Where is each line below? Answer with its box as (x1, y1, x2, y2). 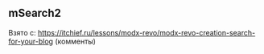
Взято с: (8, 27, 36, 37)
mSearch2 (8, 6, 62, 20)
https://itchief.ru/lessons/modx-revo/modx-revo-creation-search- (37, 27, 256, 37)
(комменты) (55, 36, 97, 46)
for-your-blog (8, 36, 54, 46)
